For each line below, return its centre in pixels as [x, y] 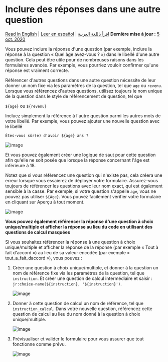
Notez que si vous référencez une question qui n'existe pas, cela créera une [84, 175]
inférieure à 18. [21, 165]
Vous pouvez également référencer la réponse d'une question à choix [79, 221]
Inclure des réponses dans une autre [83, 9]
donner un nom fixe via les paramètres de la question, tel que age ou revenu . [84, 85]
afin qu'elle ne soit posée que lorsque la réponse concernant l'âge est [77, 160]
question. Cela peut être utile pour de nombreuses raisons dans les [74, 59]
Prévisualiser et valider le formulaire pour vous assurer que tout [78, 339]
